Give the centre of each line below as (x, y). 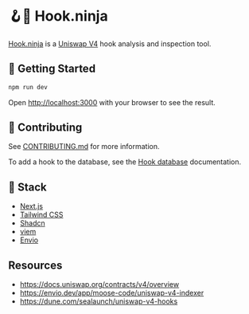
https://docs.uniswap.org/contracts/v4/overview (99, 285)
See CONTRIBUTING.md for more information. (84, 147)
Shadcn (32, 223)
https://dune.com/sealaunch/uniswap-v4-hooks (99, 301)
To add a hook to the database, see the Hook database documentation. (125, 162)
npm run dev (28, 87)
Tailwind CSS (41, 215)
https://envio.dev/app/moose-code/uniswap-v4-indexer (112, 293)
